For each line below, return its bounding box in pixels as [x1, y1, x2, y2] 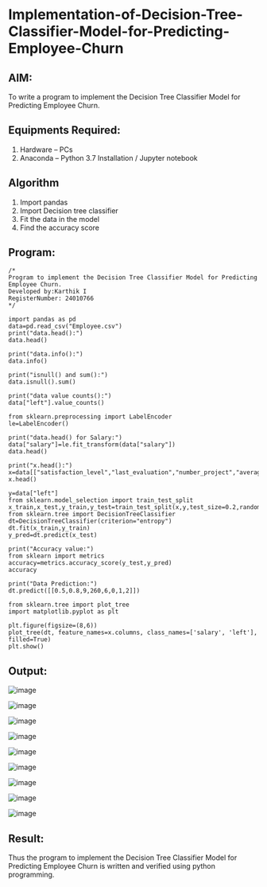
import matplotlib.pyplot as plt [8, 608, 119, 616]
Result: [8, 831, 44, 845]
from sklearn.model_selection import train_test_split [8, 496, 194, 504]
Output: [8, 664, 48, 678]
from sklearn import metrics [8, 552, 105, 560]
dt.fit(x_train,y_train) [8, 524, 91, 532]
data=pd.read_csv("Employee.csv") [8, 322, 123, 331]
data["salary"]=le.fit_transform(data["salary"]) [8, 441, 176, 449]
